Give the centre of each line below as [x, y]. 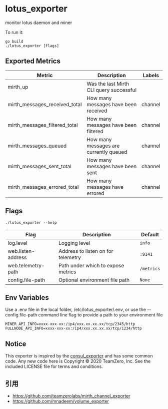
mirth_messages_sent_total [39, 166]
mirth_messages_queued [37, 146]
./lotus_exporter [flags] [32, 46]
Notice [16, 344]
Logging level [74, 243]
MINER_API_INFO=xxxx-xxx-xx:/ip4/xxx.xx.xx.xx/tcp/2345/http [70, 324]
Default [150, 234]
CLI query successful [111, 90]
